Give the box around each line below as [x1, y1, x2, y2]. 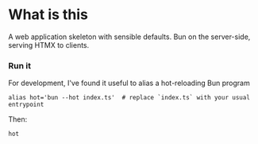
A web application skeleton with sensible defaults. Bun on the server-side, [8, 32, 251, 41]
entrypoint [8, 101, 44, 109]
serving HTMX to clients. [8, 40, 90, 49]
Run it [8, 60, 32, 71]
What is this [8, 6, 89, 24]
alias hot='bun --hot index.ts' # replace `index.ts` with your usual [8, 94, 250, 102]
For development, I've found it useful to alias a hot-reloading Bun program [8, 78, 250, 88]
